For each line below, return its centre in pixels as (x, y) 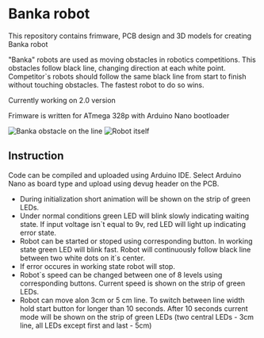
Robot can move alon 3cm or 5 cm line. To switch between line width (132, 300)
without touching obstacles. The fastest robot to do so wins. (106, 85)
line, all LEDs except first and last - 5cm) (86, 325)
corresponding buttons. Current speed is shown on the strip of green (132, 283)
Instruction (36, 156)
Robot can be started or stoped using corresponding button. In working (136, 241)
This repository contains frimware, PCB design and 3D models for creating (130, 36)
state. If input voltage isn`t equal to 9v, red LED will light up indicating (132, 224)
